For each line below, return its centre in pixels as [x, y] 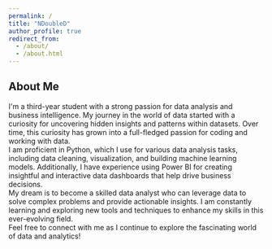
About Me [34, 87]
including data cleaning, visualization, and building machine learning [123, 158]
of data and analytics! [45, 236]
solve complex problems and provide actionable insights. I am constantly [130, 201]
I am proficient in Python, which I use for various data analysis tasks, [123, 149]
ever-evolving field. [41, 218]
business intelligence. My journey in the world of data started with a [122, 115]
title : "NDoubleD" [39, 24]
